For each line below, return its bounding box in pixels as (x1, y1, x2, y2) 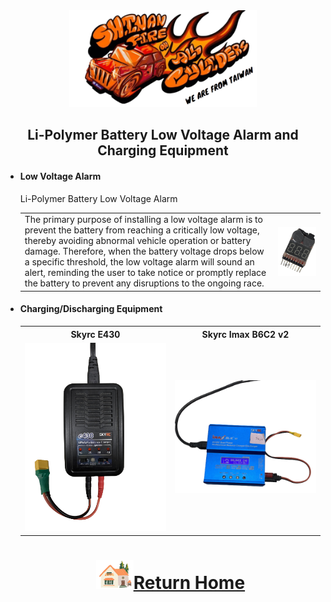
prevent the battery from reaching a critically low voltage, (24, 224, 260, 236)
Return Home (133, 571, 246, 594)
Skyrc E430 (70, 328, 121, 340)
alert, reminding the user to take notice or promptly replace (24, 267, 267, 279)
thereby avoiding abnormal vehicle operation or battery (24, 235, 252, 247)
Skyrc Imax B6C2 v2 (201, 328, 290, 340)
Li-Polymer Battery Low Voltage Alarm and (27, 127, 299, 144)
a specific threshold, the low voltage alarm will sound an (24, 256, 255, 268)
